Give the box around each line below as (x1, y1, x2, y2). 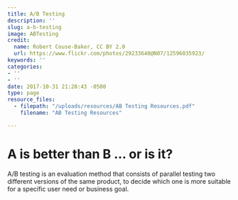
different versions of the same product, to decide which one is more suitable (7, 177, 231, 185)
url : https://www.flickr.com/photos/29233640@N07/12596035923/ (13, 50, 205, 57)
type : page (7, 89, 40, 96)
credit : (7, 37, 31, 44)
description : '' (7, 17, 55, 24)
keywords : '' (7, 57, 46, 64)
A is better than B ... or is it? (7, 146, 173, 162)
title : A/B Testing (7, 10, 65, 18)
